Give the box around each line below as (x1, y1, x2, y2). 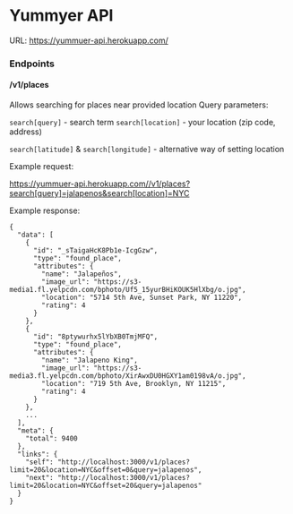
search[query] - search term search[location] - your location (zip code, (9, 117, 276, 128)
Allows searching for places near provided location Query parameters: (9, 99, 269, 110)
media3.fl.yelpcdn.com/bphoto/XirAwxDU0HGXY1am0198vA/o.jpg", (9, 372, 246, 381)
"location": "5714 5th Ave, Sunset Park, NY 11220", (41, 293, 243, 303)
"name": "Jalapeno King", (41, 356, 139, 365)
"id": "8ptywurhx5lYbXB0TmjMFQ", (32, 332, 159, 341)
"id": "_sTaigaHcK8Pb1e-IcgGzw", (32, 246, 159, 255)
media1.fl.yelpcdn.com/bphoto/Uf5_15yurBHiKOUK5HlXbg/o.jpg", (9, 286, 246, 295)
